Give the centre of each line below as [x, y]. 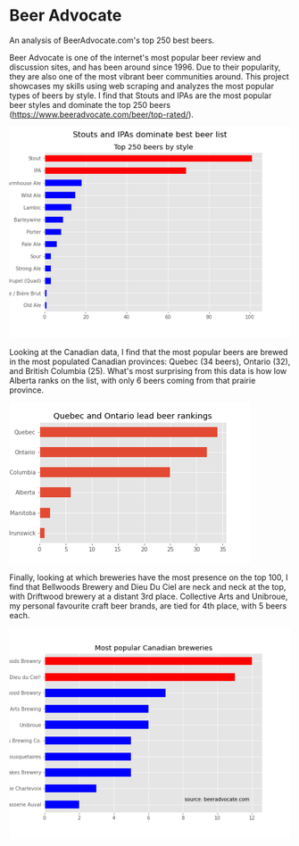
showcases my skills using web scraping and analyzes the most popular [142, 86]
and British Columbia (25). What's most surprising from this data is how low [148, 370]
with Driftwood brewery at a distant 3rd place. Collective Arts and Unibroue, [149, 596]
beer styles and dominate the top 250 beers [90, 104]
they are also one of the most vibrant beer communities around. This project [149, 76]
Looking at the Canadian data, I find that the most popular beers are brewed [149, 352]
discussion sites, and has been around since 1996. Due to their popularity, [145, 67]
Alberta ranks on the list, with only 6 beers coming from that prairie [133, 380]
